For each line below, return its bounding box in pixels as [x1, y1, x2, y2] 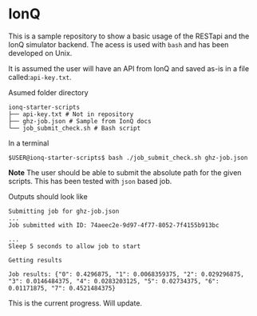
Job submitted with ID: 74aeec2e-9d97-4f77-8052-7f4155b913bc [8, 221, 219, 229]
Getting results [8, 256, 62, 264]
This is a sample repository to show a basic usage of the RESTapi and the [8, 31, 250, 41]
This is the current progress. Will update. [8, 298, 142, 308]
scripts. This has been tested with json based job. [8, 176, 172, 186]
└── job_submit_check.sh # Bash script [8, 124, 141, 132]
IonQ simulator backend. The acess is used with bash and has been [8, 39, 229, 49]
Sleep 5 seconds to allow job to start [8, 242, 141, 250]
